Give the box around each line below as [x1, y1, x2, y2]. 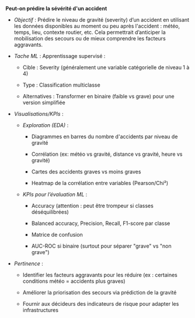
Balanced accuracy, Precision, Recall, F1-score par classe [31, 220, 170, 227]
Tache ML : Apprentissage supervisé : [13, 53, 106, 59]
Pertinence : [13, 260, 43, 267]
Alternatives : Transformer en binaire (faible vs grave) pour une [22, 93, 175, 100]
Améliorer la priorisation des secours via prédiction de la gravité [22, 289, 177, 296]
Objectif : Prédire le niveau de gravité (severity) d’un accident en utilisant [13, 16, 190, 23]
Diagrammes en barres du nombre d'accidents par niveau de [31, 133, 178, 140]
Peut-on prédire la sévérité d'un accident [5, 5, 107, 12]
